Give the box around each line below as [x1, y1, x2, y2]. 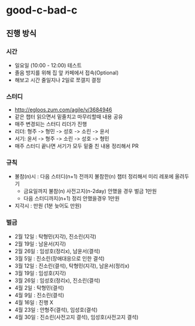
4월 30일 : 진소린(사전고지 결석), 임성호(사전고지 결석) [14, 313, 139, 320]
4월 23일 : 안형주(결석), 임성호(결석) [14, 306, 98, 313]
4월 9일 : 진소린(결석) [14, 291, 65, 298]
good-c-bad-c [6, 4, 78, 17]
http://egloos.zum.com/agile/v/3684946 [14, 106, 113, 113]
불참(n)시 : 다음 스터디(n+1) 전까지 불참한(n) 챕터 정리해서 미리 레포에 [14, 173, 174, 180]
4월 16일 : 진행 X [14, 298, 54, 305]
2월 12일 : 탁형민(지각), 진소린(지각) [14, 233, 97, 240]
